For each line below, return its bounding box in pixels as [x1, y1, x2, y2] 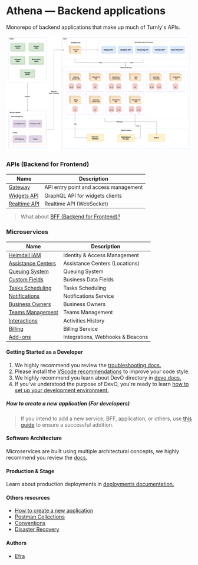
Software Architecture [6, 434, 62, 442]
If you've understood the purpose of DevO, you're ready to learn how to [14, 380, 189, 387]
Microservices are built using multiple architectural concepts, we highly [6, 447, 180, 454]
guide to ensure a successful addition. [20, 421, 114, 428]
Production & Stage [6, 467, 55, 474]
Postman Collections [14, 513, 65, 520]
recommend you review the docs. [6, 454, 88, 461]
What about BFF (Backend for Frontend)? [20, 213, 121, 220]
